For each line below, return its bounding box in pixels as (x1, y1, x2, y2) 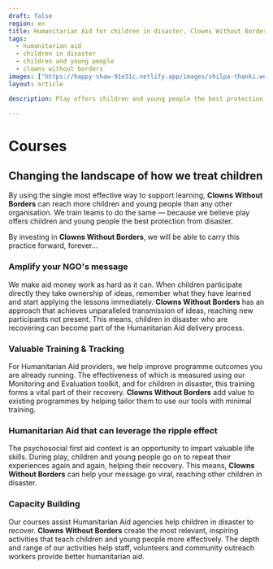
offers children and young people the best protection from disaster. (8, 216, 233, 226)
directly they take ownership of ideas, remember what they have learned (8, 288, 252, 298)
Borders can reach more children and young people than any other (8, 199, 233, 209)
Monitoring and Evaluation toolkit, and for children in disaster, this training (8, 379, 255, 389)
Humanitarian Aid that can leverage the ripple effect (8, 424, 218, 436)
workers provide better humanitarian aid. (8, 551, 145, 561)
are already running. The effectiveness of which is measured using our (8, 370, 245, 380)
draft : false (8, 11, 53, 20)
